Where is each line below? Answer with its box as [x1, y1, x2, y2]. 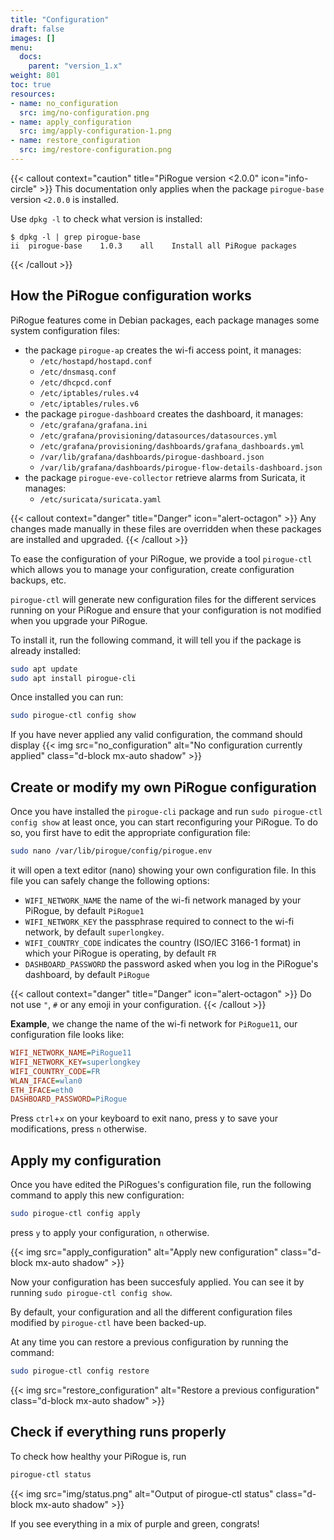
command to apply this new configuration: [10, 1189, 185, 1201]
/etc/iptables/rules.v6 [39, 399, 140, 409]
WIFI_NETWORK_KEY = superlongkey [10, 1057, 141, 1067]
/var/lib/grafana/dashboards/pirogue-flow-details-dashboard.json [39, 462, 323, 473]
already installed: [10, 644, 82, 656]
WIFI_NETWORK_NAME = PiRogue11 [10, 1048, 132, 1058]
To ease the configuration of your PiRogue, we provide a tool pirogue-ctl [10, 552, 313, 565]
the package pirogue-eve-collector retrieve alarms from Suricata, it [24, 471, 306, 483]
